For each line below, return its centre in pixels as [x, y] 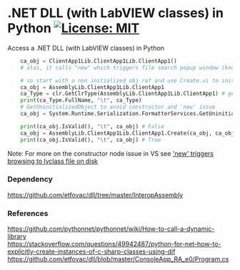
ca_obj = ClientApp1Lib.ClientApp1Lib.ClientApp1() [99, 61]
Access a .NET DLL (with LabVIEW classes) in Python [86, 48]
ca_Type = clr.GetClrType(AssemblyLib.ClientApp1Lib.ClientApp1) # [122, 94]
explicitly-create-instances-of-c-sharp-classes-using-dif [91, 251]
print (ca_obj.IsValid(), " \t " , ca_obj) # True [91, 140]
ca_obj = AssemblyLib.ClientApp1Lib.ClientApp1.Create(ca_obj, [116, 133]
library [17, 237]
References [28, 213]
